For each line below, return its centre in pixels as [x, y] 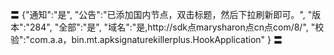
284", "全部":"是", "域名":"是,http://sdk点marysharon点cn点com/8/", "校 [177, 27]
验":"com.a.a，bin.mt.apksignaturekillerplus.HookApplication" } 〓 [146, 39]
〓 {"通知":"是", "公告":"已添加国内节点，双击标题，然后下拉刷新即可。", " [161, 14]
